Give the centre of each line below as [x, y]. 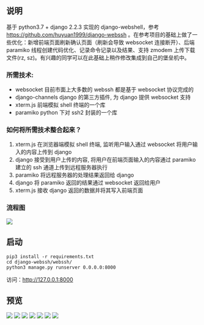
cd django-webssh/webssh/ [39, 262]
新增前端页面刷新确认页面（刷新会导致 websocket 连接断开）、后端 [111, 42]
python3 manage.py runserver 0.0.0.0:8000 [61, 267]
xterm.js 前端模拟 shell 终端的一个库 [60, 105]
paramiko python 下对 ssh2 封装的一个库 [66, 113]
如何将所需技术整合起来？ [44, 130]
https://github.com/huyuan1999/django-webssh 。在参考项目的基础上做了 [99, 34]
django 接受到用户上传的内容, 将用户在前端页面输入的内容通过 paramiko [105, 160]
